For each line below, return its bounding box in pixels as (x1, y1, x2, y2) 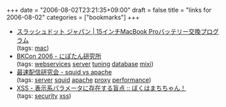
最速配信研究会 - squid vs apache (16, 68, 112, 76)
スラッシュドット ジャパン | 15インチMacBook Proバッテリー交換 (16, 28, 201, 35)
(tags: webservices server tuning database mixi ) (16, 60, 154, 68)
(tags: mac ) (16, 44, 50, 52)
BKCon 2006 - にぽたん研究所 (16, 52, 101, 60)
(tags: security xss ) (16, 92, 72, 99)
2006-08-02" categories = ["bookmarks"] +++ (6, 13, 140, 21)
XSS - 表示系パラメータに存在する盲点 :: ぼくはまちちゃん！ (16, 84, 187, 92)
